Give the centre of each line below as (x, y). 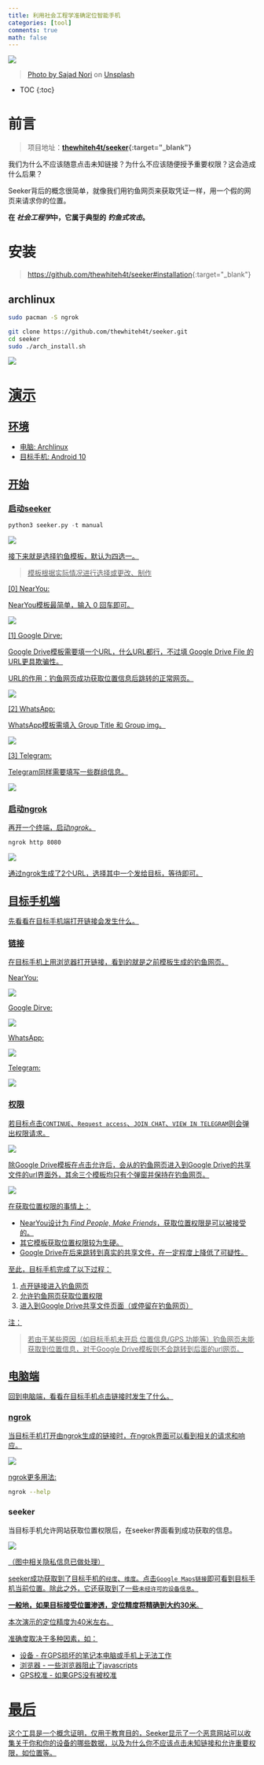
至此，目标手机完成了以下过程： (60, 1269)
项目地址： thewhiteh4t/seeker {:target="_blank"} (110, 147)
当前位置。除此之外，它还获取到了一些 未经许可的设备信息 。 (106, 1588)
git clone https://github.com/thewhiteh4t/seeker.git (98, 332)
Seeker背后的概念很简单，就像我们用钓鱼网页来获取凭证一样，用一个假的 (126, 191)
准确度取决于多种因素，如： (53, 1638)
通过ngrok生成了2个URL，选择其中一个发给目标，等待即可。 (105, 873)
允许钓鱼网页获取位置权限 (61, 1295)
